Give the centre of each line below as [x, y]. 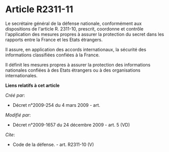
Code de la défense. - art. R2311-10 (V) [53, 144]
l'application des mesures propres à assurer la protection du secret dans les [85, 34]
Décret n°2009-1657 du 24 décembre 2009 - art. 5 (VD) [71, 125]
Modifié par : [18, 115]
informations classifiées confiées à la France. [53, 55]
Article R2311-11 [39, 9]
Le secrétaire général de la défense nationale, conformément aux [74, 23]
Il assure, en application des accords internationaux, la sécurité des [76, 49]
